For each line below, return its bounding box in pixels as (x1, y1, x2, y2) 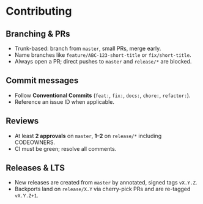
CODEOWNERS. (14, 139, 56, 146)
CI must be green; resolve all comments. (14, 145, 117, 152)
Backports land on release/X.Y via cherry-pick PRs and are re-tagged (14, 185, 191, 193)
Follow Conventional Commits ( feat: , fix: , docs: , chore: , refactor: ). (14, 92, 191, 99)
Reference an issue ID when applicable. (14, 98, 114, 105)
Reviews (6, 116, 39, 126)
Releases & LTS (6, 163, 65, 173)
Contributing (6, 4, 72, 18)
